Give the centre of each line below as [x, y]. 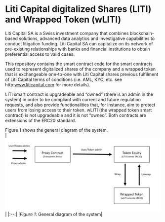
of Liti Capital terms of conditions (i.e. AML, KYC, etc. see [64, 79]
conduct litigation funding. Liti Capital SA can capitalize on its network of [79, 43]
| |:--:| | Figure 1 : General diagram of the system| [54, 214]
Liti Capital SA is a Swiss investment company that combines [67, 33]
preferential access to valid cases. [40, 54]
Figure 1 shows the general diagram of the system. [57, 130]
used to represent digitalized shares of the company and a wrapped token [80, 69]
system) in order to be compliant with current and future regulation [73, 99]
